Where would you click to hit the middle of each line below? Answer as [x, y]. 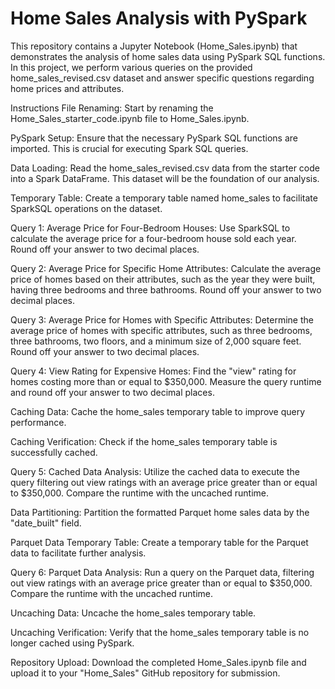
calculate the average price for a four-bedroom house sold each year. [153, 238]
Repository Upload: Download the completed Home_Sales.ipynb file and [158, 662]
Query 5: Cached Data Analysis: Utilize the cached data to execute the [155, 471]
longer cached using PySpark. [72, 643]
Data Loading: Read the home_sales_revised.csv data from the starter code [165, 168]
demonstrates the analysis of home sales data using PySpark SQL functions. [168, 56]
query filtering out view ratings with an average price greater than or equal [164, 482]
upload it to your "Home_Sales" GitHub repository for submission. [145, 673]
